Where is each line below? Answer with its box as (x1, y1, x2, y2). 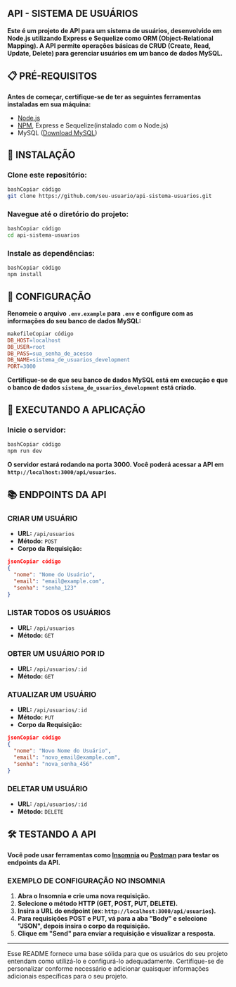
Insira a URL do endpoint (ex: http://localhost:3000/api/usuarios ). (17, 907, 216, 915)
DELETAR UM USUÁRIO (7, 783, 88, 793)
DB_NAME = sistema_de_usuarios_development (7, 356, 131, 364)
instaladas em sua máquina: (7, 100, 91, 108)
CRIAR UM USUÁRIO (7, 513, 78, 523)
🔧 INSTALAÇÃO (7, 149, 76, 161)
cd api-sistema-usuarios (7, 232, 80, 239)
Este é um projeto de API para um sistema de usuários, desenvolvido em (7, 26, 223, 35)
